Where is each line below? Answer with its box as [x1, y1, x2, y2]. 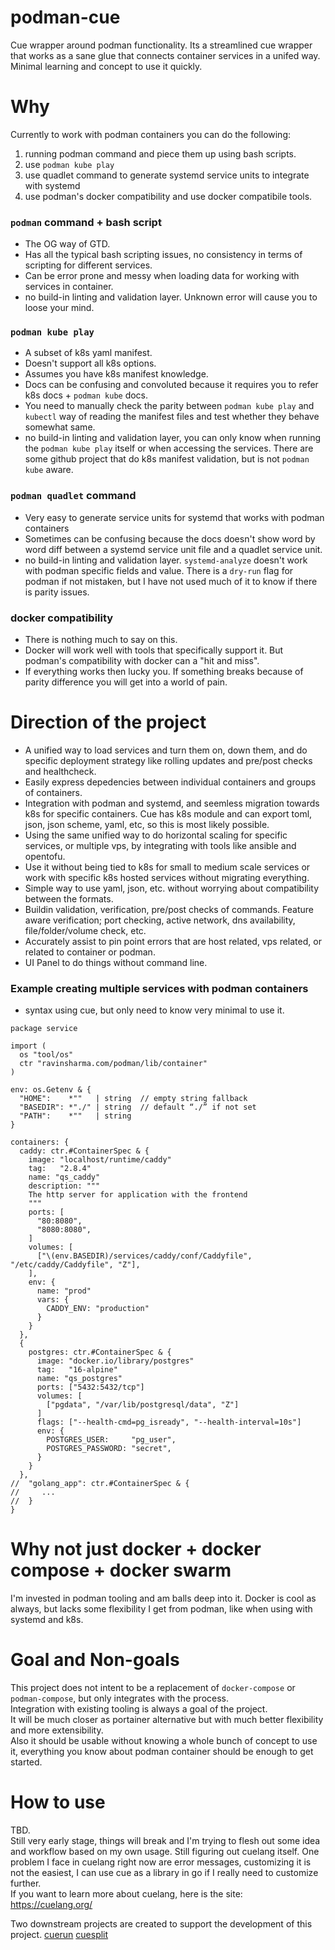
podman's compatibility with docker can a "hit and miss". [24, 655, 260, 667]
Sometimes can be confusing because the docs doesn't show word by [24, 532, 316, 545]
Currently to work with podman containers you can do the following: [10, 128, 292, 140]
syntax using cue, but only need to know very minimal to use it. [24, 1004, 285, 1016]
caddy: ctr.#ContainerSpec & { [19, 1146, 150, 1156]
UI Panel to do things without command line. [24, 957, 208, 968]
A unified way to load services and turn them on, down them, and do [24, 744, 308, 756]
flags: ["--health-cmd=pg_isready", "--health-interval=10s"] [36, 1417, 302, 1428]
